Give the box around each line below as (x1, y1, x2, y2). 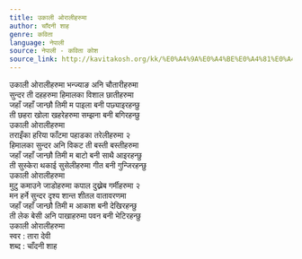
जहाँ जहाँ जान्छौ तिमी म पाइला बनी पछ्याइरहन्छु (9, 99, 140, 110)
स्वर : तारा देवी (9, 230, 51, 241)
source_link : (9, 55, 58, 64)
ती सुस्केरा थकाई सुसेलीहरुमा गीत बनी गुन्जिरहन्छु (9, 160, 147, 170)
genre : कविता (9, 30, 53, 39)
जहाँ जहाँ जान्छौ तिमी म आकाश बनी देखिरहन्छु (9, 201, 138, 211)
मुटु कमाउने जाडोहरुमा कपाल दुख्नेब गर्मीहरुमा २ (9, 180, 141, 191)
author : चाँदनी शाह (9, 22, 70, 30)
